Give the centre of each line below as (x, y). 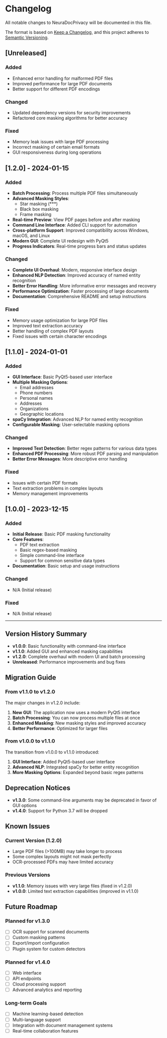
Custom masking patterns (39, 937)
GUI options (25, 805)
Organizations (34, 409)
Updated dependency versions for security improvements (71, 112)
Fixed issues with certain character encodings (59, 336)
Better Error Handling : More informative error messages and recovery (84, 286)
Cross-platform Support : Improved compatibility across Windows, (81, 230)
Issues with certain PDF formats (45, 483)
